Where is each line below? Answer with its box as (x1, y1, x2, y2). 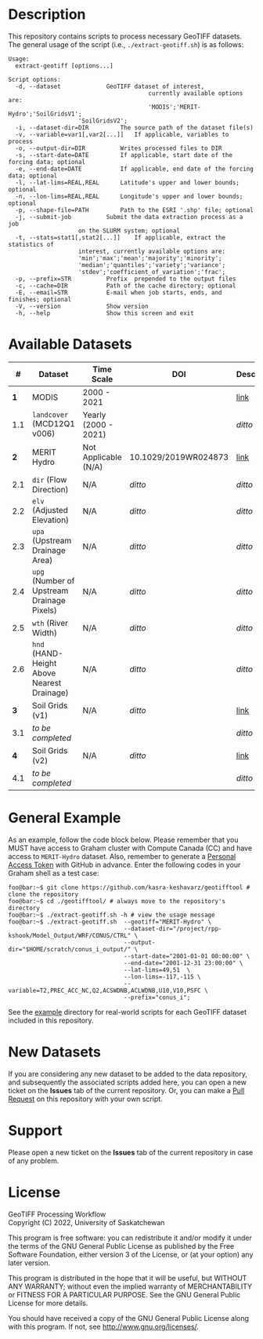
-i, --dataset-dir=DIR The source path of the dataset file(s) (15, 123, 254, 131)
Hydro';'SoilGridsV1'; (8, 110, 82, 118)
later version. (8, 1258, 51, 1268)
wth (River (32, 617, 69, 628)
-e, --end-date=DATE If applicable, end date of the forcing (15, 165, 254, 173)
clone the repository (8, 890, 79, 898)
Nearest (32, 677, 62, 688)
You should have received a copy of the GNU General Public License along (8, 1313, 249, 1323)
